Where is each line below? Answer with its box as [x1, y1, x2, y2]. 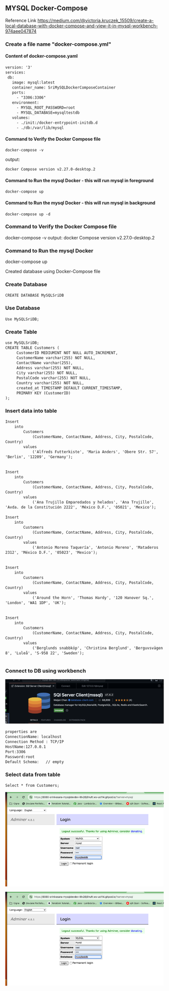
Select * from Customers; [5, 783, 59, 788]
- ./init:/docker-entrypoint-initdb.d [16, 120, 98, 125]
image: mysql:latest [12, 80, 55, 85]
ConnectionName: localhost [5, 734, 62, 739]
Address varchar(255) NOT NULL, [16, 366, 84, 371]
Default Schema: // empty [5, 759, 64, 764]
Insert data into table [5, 407, 57, 414]
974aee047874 [5, 28, 37, 34]
